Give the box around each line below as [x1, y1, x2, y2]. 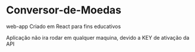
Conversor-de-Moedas [6, 4, 122, 17]
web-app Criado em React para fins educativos [6, 23, 121, 30]
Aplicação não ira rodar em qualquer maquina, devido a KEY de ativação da [6, 34, 190, 41]
